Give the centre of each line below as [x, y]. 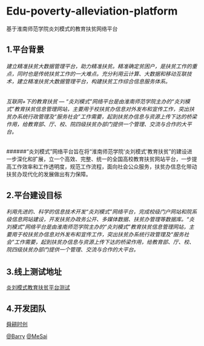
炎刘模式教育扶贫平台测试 [38, 288]
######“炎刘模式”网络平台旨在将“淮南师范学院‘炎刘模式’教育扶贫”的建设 [97, 151]
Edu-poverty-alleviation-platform [92, 11]
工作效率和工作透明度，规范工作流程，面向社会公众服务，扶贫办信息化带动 [104, 167]
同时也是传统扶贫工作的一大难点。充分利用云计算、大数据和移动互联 [101, 73]
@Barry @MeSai [27, 336]
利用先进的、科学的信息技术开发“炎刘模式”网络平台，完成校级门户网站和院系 [102, 212]
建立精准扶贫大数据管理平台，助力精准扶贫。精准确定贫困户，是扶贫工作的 [99, 66]
